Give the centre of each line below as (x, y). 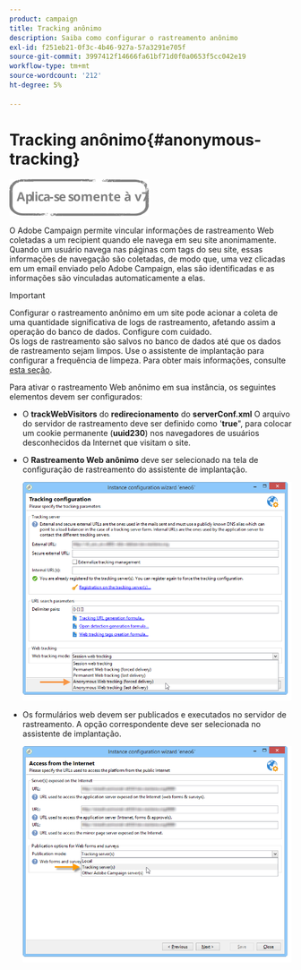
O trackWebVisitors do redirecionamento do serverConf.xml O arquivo (156, 414)
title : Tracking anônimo (56, 28)
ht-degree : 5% (36, 85)
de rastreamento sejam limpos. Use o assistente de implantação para (137, 350)
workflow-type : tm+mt (50, 66)
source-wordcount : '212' (56, 76)
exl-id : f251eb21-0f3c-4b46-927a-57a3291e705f (98, 47)
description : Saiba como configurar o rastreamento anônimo (124, 38)
